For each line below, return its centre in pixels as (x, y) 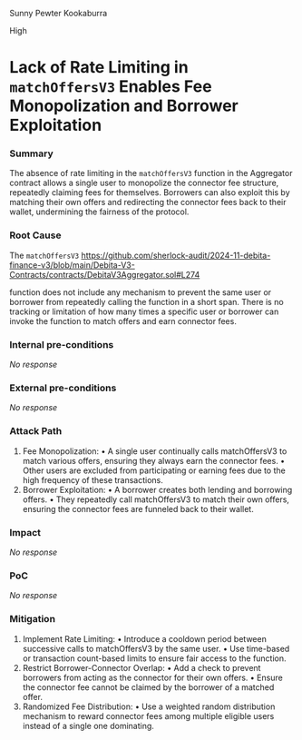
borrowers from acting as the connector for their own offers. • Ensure (152, 677)
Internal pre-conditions (62, 344)
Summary (32, 153)
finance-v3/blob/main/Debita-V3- (73, 265)
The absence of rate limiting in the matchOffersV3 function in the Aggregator (151, 173)
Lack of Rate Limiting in (99, 68)
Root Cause (35, 235)
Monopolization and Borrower (124, 106)
